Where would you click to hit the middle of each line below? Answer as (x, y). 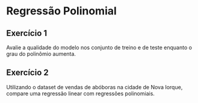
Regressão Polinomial (62, 11)
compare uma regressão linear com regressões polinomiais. (81, 93)
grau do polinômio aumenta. (41, 54)
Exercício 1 (27, 33)
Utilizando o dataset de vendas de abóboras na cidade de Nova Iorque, (94, 87)
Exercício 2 (28, 73)
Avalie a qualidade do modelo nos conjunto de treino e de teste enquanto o (99, 47)
